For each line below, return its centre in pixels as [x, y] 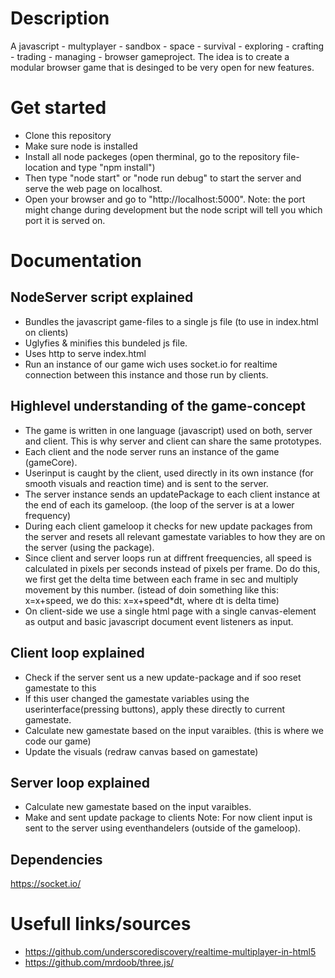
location [41, 167]
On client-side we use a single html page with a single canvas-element [170, 611]
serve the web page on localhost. [93, 188]
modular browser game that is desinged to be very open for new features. [162, 67]
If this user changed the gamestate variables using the [137, 698]
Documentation [76, 261]
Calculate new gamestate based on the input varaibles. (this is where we [174, 730]
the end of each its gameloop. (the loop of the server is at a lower [159, 504]
